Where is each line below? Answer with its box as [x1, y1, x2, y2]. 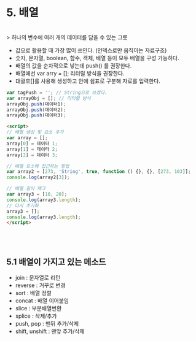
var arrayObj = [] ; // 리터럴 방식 [6, 95, 91, 101]
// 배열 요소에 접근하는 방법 [6, 163, 69, 169]
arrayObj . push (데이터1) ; [6, 101, 66, 107]
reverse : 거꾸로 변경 [15, 282, 66, 289]
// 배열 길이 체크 [6, 185, 46, 192]
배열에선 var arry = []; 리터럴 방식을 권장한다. [15, 69, 125, 77]
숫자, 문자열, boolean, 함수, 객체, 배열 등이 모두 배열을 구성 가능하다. [15, 54, 179, 61]
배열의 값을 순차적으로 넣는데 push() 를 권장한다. [15, 62, 132, 69]
